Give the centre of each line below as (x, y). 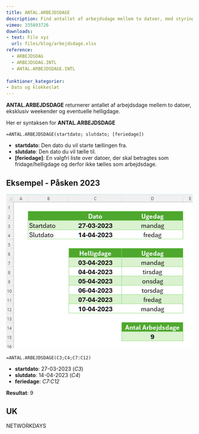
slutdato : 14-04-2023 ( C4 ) (48, 375)
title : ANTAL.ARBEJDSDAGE (38, 12)
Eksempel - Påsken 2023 (53, 183)
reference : (20, 50)
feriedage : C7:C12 (37, 381)
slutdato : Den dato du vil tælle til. (55, 152)
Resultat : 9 (20, 393)
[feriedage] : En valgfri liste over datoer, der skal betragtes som (92, 158)
